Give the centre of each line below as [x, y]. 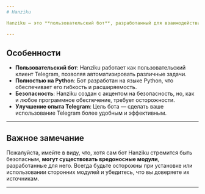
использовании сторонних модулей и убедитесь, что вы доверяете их [98, 172]
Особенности [34, 53]
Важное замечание [45, 138]
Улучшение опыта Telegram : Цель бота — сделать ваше [89, 107]
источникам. [23, 179]
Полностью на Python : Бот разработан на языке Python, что [94, 81]
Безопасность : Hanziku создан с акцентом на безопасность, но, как [105, 94]
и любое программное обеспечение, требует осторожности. [95, 100]
